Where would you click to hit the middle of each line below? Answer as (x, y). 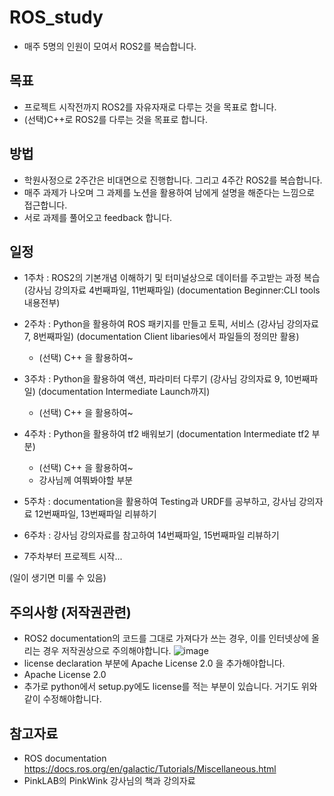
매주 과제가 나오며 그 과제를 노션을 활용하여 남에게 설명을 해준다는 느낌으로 (169, 192)
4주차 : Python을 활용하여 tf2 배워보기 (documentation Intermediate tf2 (166, 434)
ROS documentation (65, 758)
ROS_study (56, 17)
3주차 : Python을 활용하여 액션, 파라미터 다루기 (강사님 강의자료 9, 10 (158, 379)
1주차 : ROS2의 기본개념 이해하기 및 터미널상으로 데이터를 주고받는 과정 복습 (172, 278)
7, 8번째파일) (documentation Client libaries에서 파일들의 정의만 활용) (161, 337)
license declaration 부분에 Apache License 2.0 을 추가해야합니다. (154, 663)
